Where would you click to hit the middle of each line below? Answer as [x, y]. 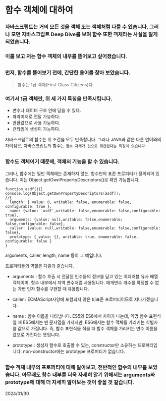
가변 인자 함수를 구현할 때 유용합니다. [53, 288]
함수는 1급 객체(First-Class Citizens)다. [55, 84]
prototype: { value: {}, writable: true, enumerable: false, [74, 237]
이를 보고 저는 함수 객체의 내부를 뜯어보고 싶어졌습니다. [66, 57]
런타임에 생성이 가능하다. [36, 129]
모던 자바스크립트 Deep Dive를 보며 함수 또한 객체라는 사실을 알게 [84, 34]
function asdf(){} [24, 189]
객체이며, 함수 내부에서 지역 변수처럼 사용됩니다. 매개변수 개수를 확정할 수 [83, 283]
